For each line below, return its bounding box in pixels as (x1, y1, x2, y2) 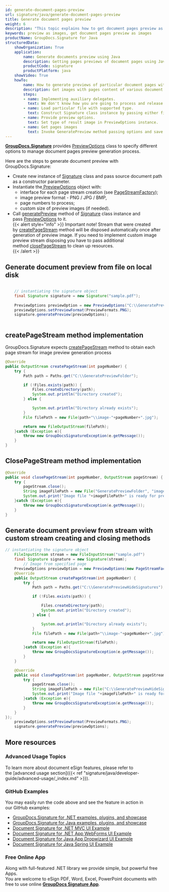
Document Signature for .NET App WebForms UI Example (12, 831, 132, 837)
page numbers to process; (20, 200, 75, 206)
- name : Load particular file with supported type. (23, 106, 134, 111)
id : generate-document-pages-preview (5, 7, 84, 13)
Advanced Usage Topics (5, 753, 66, 760)
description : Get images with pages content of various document (23, 87, 163, 92)
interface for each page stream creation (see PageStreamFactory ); (20, 189, 158, 196)
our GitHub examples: (5, 805, 50, 811)
